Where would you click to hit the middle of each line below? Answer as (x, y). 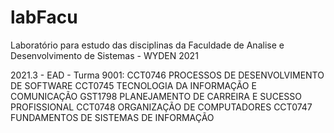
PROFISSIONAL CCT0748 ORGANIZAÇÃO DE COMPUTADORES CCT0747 (161, 107)
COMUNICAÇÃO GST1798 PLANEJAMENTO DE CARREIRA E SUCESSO (156, 96)
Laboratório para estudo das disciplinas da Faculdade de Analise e (147, 45)
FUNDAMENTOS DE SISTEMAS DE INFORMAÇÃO (112, 117)
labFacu (44, 17)
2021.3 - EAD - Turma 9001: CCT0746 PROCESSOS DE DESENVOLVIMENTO (167, 75)
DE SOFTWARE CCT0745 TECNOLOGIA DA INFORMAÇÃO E (133, 85)
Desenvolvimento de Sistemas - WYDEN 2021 (104, 55)
